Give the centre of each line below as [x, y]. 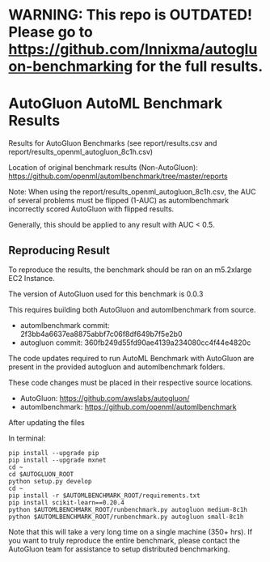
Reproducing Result [59, 250]
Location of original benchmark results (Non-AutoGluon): [103, 168]
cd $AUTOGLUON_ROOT [41, 474]
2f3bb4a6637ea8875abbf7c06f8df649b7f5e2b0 [101, 334]
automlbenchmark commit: [65, 325]
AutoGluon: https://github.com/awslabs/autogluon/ [105, 398]
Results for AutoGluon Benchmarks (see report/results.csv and [113, 143]
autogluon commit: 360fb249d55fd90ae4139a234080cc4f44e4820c [135, 343]
